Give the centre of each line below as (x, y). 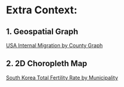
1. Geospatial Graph (42, 32)
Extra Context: (42, 10)
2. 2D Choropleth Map (47, 64)
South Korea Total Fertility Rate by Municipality (62, 77)
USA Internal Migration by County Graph (54, 45)
